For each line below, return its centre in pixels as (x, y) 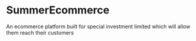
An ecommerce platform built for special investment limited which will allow (98, 26)
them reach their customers (40, 32)
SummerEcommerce (58, 10)
